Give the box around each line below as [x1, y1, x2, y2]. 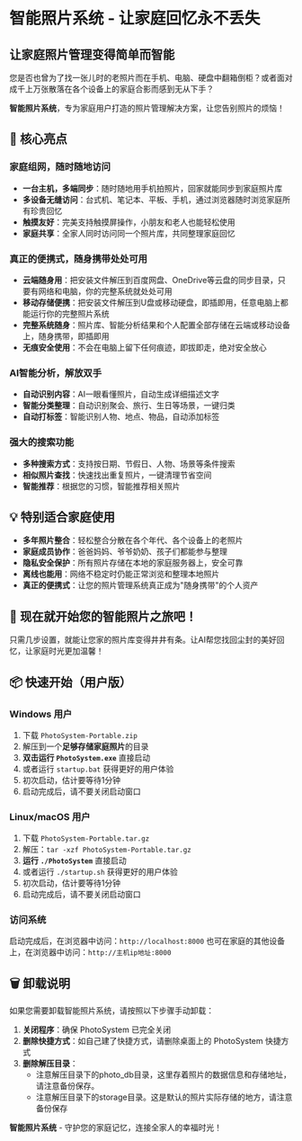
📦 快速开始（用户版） [9, 674, 132, 690]
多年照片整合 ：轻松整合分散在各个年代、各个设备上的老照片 [22, 535, 244, 546]
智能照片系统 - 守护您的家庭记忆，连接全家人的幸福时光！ [9, 1122, 223, 1133]
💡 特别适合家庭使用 [9, 509, 115, 524]
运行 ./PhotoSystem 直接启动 [22, 855, 128, 866]
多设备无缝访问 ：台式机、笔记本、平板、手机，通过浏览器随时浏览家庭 [22, 194, 283, 205]
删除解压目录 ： [22, 1058, 78, 1069]
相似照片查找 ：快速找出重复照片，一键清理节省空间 [22, 469, 212, 480]
